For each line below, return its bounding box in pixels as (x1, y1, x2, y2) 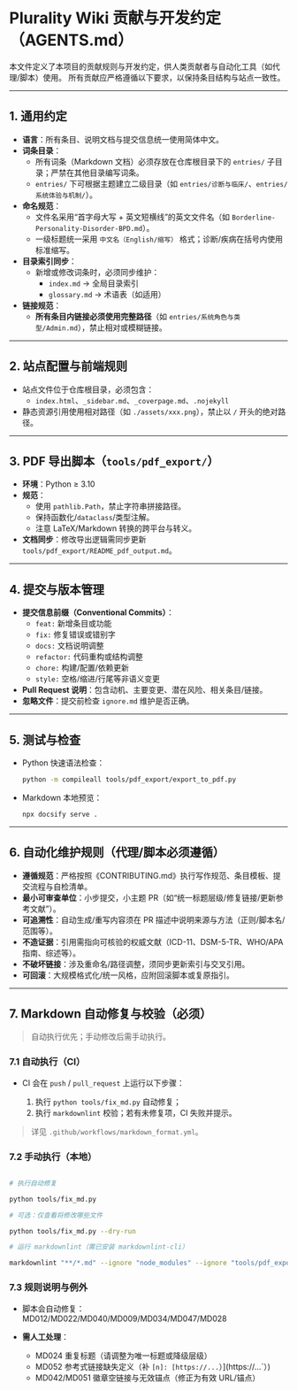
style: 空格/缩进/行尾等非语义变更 (34, 673, 161, 684)
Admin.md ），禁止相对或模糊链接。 (45, 322, 167, 333)
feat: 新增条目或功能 (34, 619, 112, 629)
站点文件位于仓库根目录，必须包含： (21, 384, 155, 395)
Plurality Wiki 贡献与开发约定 (9, 8, 222, 28)
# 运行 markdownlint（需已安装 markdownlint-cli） (9, 1242, 189, 1252)
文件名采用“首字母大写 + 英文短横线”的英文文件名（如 (34, 211, 231, 222)
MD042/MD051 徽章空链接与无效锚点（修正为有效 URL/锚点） (34, 1372, 261, 1383)
